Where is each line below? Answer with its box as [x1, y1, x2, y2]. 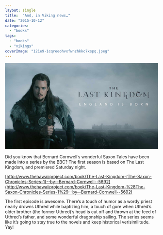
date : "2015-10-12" [5, 18, 45, 23]
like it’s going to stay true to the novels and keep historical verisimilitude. [5, 219, 150, 225]
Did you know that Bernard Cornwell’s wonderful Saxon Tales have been [5, 154, 149, 160]
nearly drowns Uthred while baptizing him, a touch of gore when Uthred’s [5, 204, 152, 210]
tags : [5, 34, 16, 38]
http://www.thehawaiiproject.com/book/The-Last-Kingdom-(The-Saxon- [6, 174, 152, 180]
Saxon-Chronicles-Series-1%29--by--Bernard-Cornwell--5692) [5, 189, 132, 195]
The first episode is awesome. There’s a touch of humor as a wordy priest [5, 199, 152, 204]
